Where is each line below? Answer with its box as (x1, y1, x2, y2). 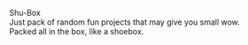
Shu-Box (9, 8, 42, 18)
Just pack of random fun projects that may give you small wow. (9, 17, 241, 27)
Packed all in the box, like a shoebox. (9, 26, 144, 36)
